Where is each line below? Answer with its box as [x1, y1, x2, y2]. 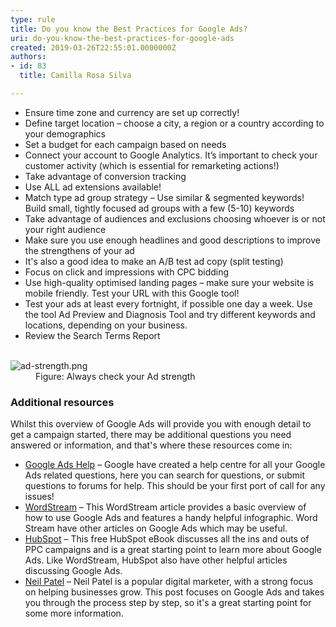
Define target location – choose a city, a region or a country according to [24, 117, 325, 129]
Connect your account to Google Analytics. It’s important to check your [24, 149, 318, 161]
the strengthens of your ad [24, 244, 135, 256]
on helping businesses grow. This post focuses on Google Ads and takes [24, 586, 325, 598]
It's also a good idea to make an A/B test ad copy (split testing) [24, 255, 284, 267]
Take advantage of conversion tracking [24, 170, 187, 182]
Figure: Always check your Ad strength [35, 370, 196, 382]
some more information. [24, 607, 124, 620]
